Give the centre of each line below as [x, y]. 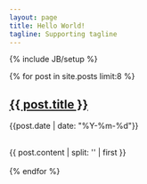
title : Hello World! [48, 26]
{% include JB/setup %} [53, 60]
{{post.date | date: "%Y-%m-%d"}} [74, 126]
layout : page [33, 17]
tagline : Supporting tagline [63, 34]
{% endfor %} [35, 172]
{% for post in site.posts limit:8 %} [72, 76]
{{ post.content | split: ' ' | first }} [68, 153]
